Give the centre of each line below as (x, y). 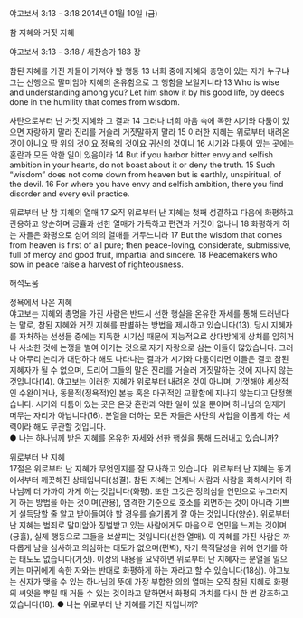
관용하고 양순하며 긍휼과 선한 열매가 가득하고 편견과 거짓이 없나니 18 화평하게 (145, 223)
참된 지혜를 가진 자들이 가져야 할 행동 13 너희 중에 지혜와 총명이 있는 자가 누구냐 (149, 71)
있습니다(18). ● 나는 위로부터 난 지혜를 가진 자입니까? (104, 604)
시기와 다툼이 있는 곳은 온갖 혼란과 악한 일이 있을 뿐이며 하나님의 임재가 (161, 404)
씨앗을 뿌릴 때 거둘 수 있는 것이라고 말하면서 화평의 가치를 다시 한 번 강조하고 (154, 593)
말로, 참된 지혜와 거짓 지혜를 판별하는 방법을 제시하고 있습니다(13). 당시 (144, 325)
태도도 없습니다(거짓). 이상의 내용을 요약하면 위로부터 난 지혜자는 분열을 (145, 559)
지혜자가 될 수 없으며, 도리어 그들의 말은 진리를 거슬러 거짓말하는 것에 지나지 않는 (151, 370)
